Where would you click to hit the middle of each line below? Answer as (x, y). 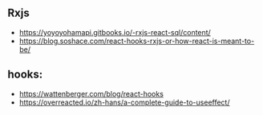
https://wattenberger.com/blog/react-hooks (91, 93)
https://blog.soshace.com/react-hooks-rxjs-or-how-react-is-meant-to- (137, 41)
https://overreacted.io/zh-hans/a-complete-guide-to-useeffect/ (124, 102)
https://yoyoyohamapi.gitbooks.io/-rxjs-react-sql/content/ (115, 32)
